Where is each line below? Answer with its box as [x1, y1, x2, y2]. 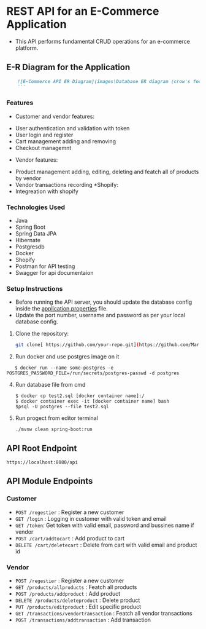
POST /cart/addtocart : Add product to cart [15, 534, 124, 542]
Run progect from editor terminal [15, 414, 98, 422]
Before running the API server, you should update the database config [15, 298, 193, 306]
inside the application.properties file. [15, 305, 109, 312]
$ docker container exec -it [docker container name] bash [15, 398, 170, 405]
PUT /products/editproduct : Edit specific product [15, 603, 142, 611]
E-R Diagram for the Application [6, 62, 131, 73]
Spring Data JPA [15, 230, 57, 237]
